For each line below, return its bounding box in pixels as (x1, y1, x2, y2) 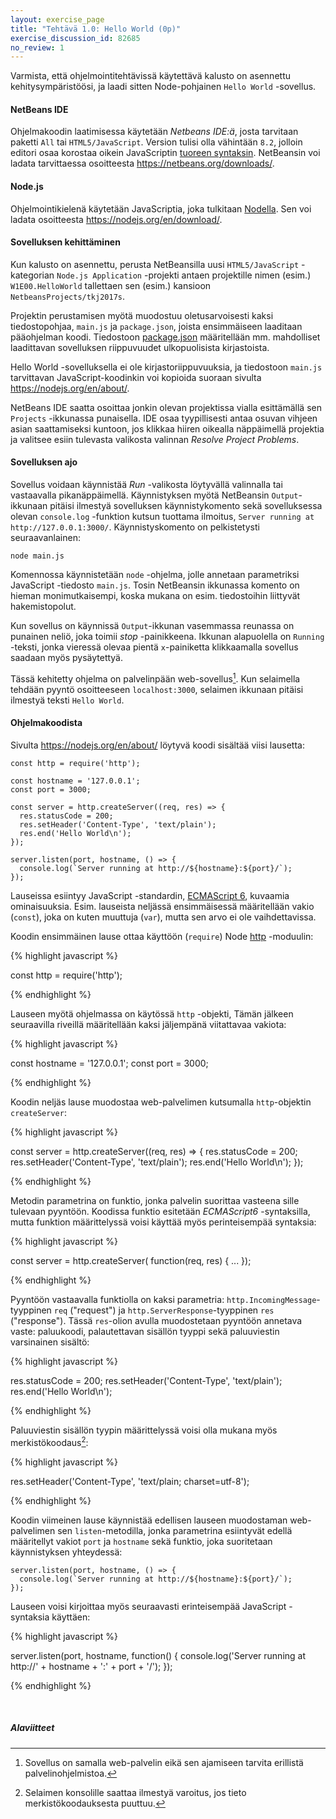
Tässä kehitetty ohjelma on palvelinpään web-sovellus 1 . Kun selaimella (10, 671, 301, 685)
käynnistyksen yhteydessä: (10, 1546, 123, 1558)
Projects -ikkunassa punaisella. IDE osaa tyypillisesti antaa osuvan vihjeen (10, 412, 318, 424)
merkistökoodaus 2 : (10, 1434, 89, 1448)
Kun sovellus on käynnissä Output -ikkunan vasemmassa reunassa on (10, 620, 295, 632)
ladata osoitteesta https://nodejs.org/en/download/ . (10, 213, 223, 225)
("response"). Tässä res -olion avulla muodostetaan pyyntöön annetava (10, 1314, 303, 1326)
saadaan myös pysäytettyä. (10, 652, 124, 664)
